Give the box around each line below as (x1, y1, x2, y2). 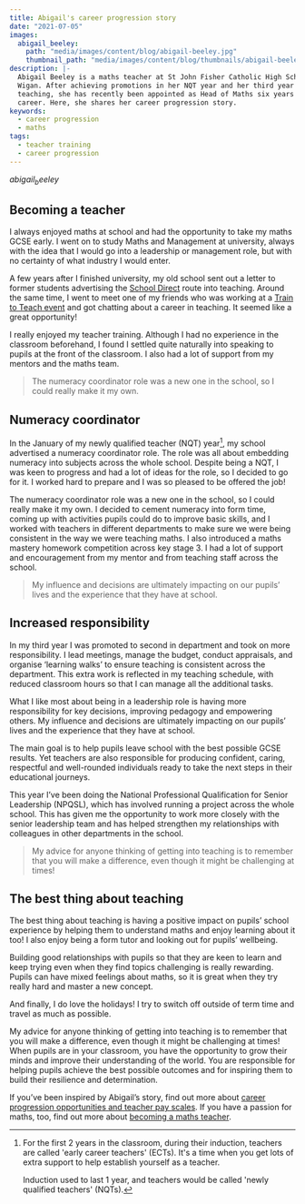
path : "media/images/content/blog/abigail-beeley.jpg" (25, 47, 238, 56)
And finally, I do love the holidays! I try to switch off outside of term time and (9, 998, 295, 1010)
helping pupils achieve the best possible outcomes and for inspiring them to (9, 1065, 293, 1076)
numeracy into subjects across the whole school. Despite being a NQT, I (9, 457, 280, 468)
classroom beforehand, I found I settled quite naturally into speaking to (9, 339, 274, 350)
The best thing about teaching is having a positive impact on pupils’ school (9, 916, 290, 926)
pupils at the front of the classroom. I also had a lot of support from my (9, 349, 274, 359)
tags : (9, 132, 30, 141)
